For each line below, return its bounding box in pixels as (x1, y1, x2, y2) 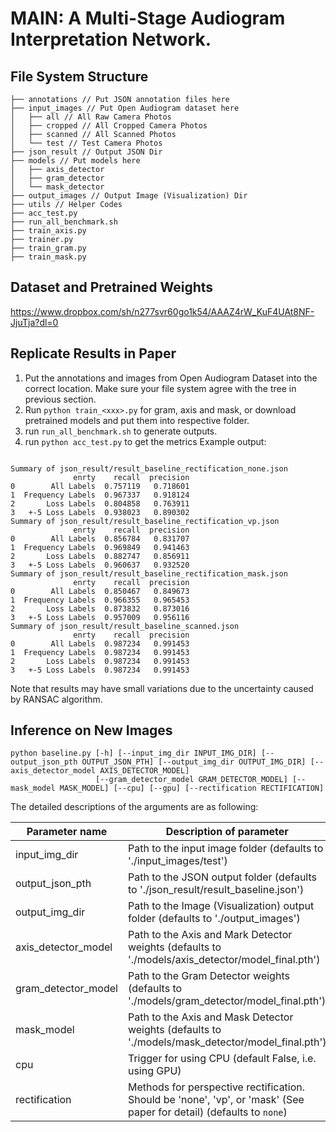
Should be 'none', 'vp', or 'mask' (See (127, 1093, 305, 1107)
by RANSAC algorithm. (10, 693, 103, 705)
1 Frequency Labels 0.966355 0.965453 (10, 595, 190, 605)
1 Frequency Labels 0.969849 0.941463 (10, 542, 190, 552)
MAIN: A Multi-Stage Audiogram (10, 7, 286, 30)
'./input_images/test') (127, 854, 228, 868)
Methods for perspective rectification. (127, 1080, 306, 1094)
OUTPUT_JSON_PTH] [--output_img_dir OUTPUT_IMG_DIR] (81, 757, 307, 767)
